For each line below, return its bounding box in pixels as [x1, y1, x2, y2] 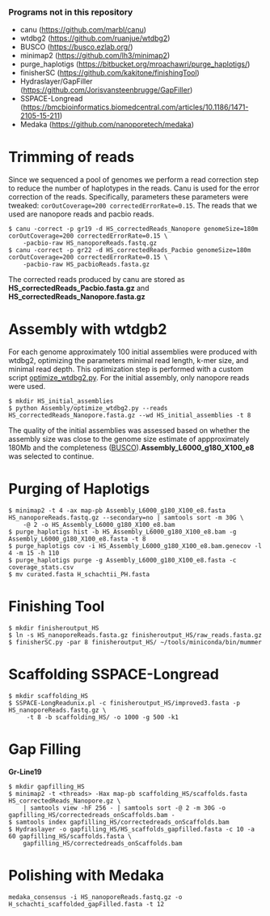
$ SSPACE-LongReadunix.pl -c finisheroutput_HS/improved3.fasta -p [8, 699, 241, 707]
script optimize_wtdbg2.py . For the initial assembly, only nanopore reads [8, 373, 250, 383]
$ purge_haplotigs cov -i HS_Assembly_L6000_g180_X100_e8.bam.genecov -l [8, 542, 263, 550]
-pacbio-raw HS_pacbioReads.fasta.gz [23, 260, 150, 269]
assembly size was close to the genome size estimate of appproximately [8, 434, 250, 444]
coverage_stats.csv [8, 563, 74, 571]
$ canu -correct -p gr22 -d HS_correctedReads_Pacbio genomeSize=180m [8, 246, 251, 255]
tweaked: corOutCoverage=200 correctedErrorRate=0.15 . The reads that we [8, 201, 257, 211]
